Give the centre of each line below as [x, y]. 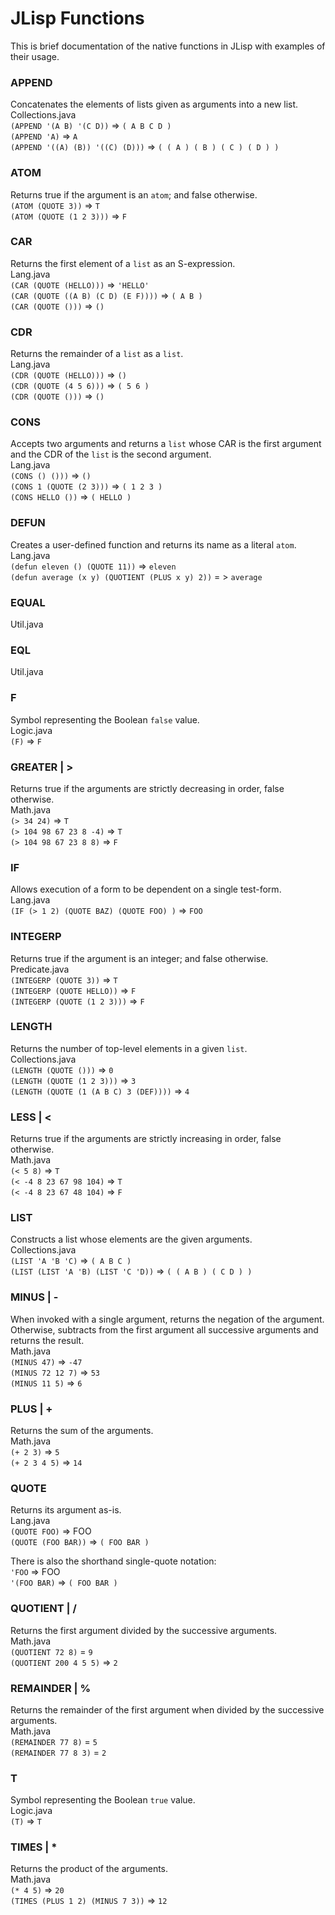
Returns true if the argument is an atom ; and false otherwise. [134, 194]
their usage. [35, 56]
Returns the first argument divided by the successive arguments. [144, 1630]
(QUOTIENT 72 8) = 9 [51, 1651]
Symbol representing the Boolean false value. [105, 719]
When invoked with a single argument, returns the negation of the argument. [167, 1319]
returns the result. [47, 1340]
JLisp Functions [77, 18]
